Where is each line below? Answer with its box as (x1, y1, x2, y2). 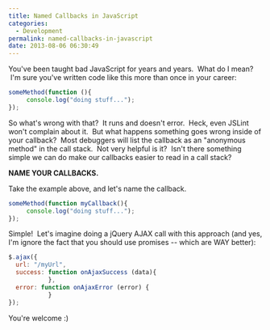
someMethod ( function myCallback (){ (8, 199, 128, 207)
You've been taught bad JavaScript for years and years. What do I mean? (8, 64, 254, 74)
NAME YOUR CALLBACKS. (8, 167, 99, 178)
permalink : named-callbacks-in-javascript (8, 34, 153, 43)
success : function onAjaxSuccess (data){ (15, 269, 157, 277)
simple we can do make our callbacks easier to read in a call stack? (8, 152, 232, 162)
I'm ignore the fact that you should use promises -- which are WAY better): (8, 238, 256, 247)
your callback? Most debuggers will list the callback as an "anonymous (8, 135, 246, 145)
